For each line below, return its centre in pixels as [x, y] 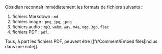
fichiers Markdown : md [35, 16]
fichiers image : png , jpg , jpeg [42, 22]
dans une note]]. [22, 46]
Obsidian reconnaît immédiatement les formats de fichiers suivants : [74, 7]
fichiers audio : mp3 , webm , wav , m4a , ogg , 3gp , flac [60, 27]
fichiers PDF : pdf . [30, 32]
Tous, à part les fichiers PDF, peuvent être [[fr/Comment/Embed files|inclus [81, 41]
